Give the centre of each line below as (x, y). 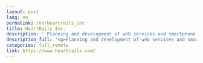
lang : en (17, 17)
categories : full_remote (37, 46)
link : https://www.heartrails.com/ (51, 51)
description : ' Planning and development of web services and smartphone (101, 34)
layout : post (23, 12)
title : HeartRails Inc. (36, 28)
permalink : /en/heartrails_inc (46, 23)
